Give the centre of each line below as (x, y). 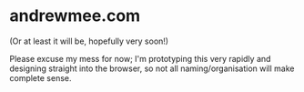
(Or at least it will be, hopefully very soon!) (89, 41)
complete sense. (41, 77)
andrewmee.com (75, 16)
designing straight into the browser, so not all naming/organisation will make (152, 68)
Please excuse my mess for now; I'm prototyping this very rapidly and (140, 58)
